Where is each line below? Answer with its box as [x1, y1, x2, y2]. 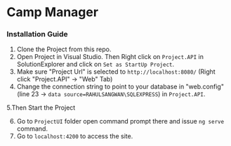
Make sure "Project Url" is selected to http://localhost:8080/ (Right [16, 67, 216, 76]
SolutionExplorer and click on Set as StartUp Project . [16, 60, 175, 69]
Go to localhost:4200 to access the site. [16, 132, 133, 140]
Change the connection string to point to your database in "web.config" [16, 82, 224, 91]
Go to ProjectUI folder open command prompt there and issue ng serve [16, 117, 225, 126]
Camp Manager [6, 4, 99, 20]
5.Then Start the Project [6, 103, 76, 112]
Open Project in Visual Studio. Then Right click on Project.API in [16, 53, 204, 61]
